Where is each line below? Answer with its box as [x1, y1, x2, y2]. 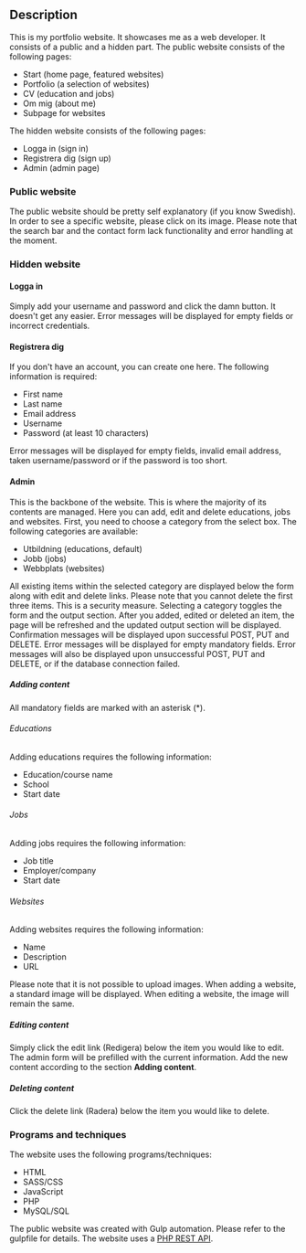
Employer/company [22, 865, 97, 876]
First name [22, 388, 64, 400]
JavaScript [22, 1186, 64, 1197]
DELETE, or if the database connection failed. [9, 658, 181, 669]
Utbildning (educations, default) [22, 543, 143, 554]
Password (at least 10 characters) [22, 428, 149, 439]
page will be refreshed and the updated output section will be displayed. [9, 619, 281, 630]
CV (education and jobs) [22, 88, 115, 99]
